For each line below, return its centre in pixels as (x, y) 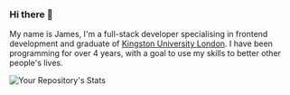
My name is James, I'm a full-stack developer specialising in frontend (139, 34)
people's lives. (36, 63)
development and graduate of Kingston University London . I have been (141, 43)
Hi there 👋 (32, 14)
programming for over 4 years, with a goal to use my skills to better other (145, 53)
